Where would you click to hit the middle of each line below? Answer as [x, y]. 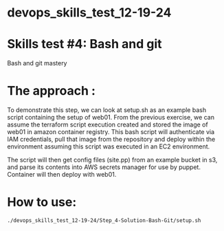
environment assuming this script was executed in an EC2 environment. [109, 146]
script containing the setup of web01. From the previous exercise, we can [111, 118]
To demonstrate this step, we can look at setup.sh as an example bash [107, 110]
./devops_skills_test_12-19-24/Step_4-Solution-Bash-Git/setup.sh [104, 221]
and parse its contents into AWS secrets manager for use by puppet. [104, 167]
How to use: [42, 202]
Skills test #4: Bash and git [85, 44]
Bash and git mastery [37, 63]
